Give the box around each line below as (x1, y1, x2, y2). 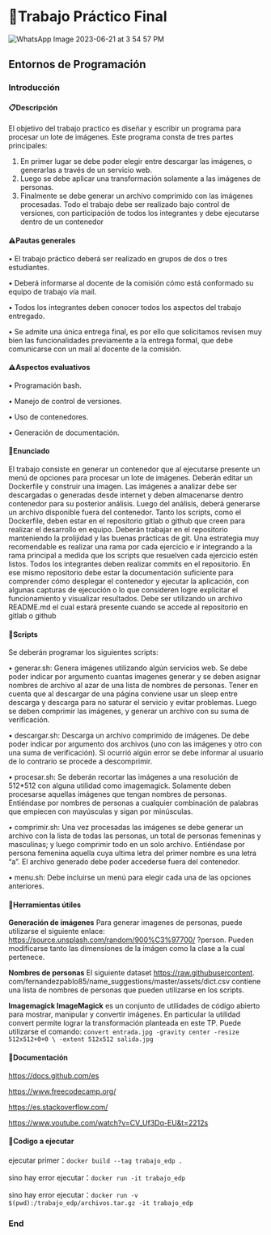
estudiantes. (8, 262, 50, 272)
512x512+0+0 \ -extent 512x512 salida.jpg (8, 1035, 154, 1044)
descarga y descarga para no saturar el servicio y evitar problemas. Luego (8, 698, 257, 708)
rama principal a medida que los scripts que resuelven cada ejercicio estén (8, 551, 259, 561)
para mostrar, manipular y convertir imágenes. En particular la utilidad (8, 1009, 241, 1019)
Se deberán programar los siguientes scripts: (8, 648, 159, 657)
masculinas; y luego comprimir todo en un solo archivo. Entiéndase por (8, 840, 245, 850)
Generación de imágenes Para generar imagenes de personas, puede (8, 918, 243, 927)
